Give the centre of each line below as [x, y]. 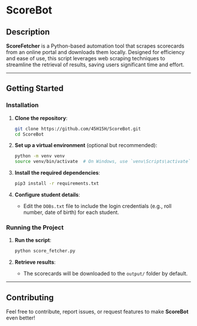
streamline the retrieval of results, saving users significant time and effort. [95, 64]
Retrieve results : [35, 262]
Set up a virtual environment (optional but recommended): [86, 145]
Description [28, 32]
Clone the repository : [41, 118]
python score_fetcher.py [45, 251]
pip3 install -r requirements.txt [57, 184]
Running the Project [35, 227]
